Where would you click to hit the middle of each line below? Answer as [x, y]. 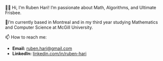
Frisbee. [13, 13]
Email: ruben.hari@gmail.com [42, 48]
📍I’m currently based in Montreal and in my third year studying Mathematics [81, 22]
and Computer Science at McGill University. [49, 27]
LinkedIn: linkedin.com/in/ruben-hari [49, 53]
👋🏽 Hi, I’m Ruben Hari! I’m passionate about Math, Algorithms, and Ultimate [81, 8]
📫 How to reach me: [26, 37]
